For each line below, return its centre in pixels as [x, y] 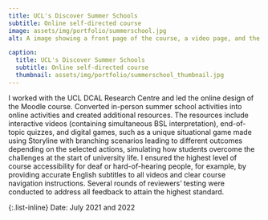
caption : [23, 53]
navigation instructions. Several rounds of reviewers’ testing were [116, 183]
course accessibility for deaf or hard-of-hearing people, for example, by [128, 166]
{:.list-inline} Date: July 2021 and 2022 [72, 207]
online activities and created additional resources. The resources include [128, 115]
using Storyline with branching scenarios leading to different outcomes [126, 141]
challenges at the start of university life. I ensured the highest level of [123, 157]
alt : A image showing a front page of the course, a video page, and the [134, 38]
